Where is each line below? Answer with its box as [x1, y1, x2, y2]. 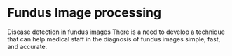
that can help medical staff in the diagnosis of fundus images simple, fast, [7, 35, 221, 43]
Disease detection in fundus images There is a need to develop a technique [7, 28, 226, 36]
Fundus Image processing [7, 5, 162, 21]
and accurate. [7, 42, 48, 50]
